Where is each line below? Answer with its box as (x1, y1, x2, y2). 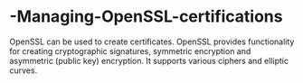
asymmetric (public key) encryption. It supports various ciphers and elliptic (9, 55, 289, 66)
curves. (9, 65, 38, 76)
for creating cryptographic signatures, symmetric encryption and (9, 45, 251, 56)
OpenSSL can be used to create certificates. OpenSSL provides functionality (9, 36, 295, 47)
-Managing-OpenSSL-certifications (9, 6, 283, 27)
